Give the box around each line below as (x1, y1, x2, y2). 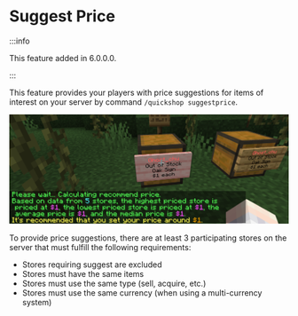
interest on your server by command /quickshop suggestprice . (9, 96, 238, 107)
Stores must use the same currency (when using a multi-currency (21, 288, 263, 298)
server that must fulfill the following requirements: (9, 242, 192, 253)
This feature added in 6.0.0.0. (9, 52, 117, 63)
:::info (9, 36, 30, 46)
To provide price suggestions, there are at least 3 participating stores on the (9, 233, 287, 243)
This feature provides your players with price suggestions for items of (9, 87, 264, 98)
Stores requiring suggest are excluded (21, 259, 162, 270)
